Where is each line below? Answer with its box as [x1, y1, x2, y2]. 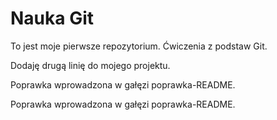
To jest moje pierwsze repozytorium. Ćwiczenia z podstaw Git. [10, 40, 268, 52]
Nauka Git [10, 7, 95, 30]
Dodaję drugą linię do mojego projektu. [10, 59, 171, 71]
